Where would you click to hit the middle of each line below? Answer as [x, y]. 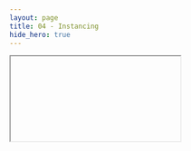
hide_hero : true [40, 34]
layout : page [34, 18]
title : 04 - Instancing [54, 26]
